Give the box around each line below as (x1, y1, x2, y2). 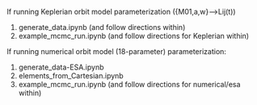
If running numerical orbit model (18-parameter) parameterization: (6, 47, 227, 56)
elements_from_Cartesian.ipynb (18, 71, 124, 80)
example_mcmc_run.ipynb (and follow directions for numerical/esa (18, 80, 241, 89)
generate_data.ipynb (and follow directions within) (18, 23, 186, 31)
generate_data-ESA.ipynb (18, 62, 104, 72)
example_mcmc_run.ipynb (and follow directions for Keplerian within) (18, 31, 250, 40)
